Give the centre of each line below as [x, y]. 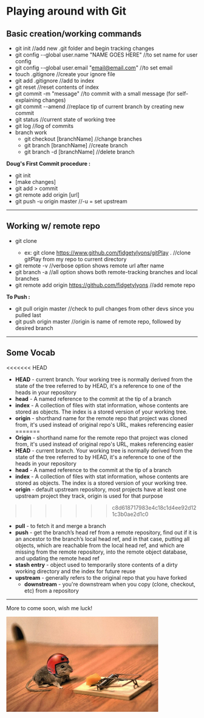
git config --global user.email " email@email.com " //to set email [94, 68]
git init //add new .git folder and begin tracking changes [85, 48]
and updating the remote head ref [57, 558]
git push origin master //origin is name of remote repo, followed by [98, 322]
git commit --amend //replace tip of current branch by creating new [99, 107]
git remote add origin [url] [47, 195]
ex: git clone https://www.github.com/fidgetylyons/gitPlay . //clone [107, 252]
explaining [28, 100]
